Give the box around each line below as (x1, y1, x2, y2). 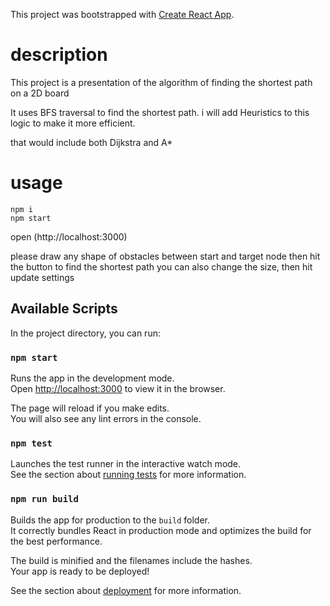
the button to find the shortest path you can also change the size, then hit (10, 260, 313, 273)
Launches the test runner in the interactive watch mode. (10, 458, 242, 470)
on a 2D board (10, 87, 70, 99)
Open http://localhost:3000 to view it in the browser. (10, 382, 226, 394)
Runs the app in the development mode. (10, 372, 175, 384)
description (10, 44, 108, 66)
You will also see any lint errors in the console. (10, 412, 202, 424)
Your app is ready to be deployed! (10, 565, 150, 577)
